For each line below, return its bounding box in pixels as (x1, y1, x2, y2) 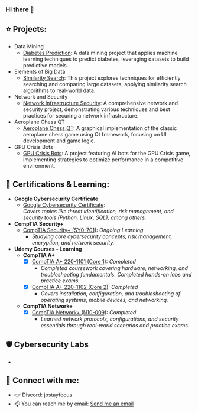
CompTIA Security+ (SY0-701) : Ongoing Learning (22, 226, 144, 233)
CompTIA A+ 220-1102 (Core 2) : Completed (31, 283, 138, 290)
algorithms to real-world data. (22, 87, 96, 94)
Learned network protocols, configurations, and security (40, 316, 179, 323)
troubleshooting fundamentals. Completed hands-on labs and (40, 271, 192, 278)
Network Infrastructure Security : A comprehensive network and (22, 99, 178, 106)
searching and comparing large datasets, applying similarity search (22, 80, 187, 87)
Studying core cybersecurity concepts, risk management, (31, 233, 173, 240)
